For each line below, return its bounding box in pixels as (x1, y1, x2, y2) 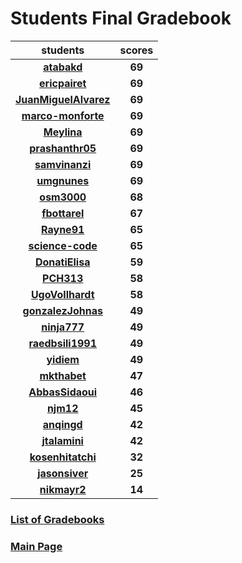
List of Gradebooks (10, 512, 105, 526)
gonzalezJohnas (22, 303, 103, 317)
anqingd (42, 417, 83, 431)
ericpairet (39, 76, 87, 90)
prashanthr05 (29, 141, 97, 155)
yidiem (46, 352, 80, 366)
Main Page (10, 539, 63, 553)
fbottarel (41, 206, 85, 220)
